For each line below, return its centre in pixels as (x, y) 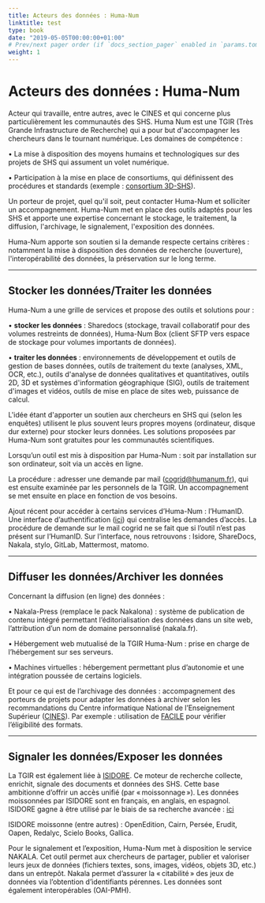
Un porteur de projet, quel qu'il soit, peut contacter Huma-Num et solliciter (129, 201)
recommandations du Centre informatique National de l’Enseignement (121, 708)
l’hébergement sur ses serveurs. (61, 652)
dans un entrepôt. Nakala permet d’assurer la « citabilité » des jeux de (121, 874)
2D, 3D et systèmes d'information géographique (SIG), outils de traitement (129, 382)
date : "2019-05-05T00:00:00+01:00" (67, 38)
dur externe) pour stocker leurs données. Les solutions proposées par (122, 431)
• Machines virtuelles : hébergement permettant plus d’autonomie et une (126, 667)
